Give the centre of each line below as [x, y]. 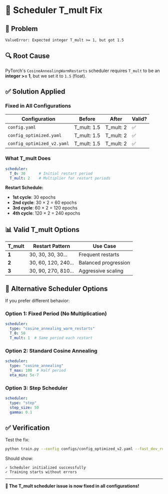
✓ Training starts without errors [41, 472]
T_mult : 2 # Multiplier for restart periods [60, 178]
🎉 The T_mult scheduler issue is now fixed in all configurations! [72, 486]
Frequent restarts [99, 254]
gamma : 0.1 [21, 412]
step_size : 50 [24, 407]
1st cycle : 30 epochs [34, 197]
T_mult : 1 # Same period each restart [51, 338]
